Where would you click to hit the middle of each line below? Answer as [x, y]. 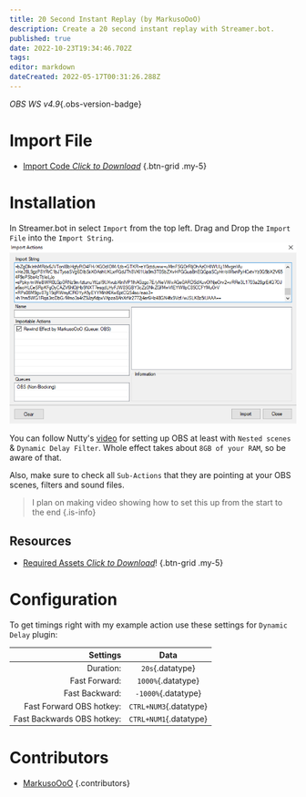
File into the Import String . [62, 238]
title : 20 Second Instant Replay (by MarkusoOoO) [106, 19]
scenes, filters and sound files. [67, 485]
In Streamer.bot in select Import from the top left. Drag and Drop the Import [150, 228]
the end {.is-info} [64, 512]
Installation [53, 203]
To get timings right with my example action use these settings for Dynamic [149, 625]
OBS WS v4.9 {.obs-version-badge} [76, 104]
